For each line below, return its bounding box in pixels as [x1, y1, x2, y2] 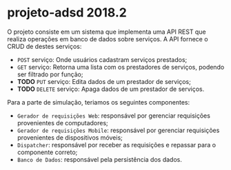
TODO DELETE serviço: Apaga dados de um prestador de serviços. [17, 85, 205, 93]
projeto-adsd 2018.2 [7, 5, 128, 21]
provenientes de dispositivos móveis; [17, 133, 123, 142]
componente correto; [17, 148, 78, 156]
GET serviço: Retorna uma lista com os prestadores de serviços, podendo [17, 63, 225, 71]
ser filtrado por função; [17, 70, 83, 78]
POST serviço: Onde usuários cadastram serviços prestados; [17, 55, 188, 63]
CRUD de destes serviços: [7, 42, 82, 50]
